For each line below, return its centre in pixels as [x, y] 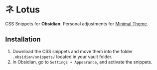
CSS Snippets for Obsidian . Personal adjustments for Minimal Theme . [77, 24]
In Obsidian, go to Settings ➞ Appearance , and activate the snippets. [82, 62]
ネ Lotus [23, 10]
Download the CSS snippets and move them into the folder [73, 51]
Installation [23, 39]
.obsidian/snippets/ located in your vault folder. [62, 57]
